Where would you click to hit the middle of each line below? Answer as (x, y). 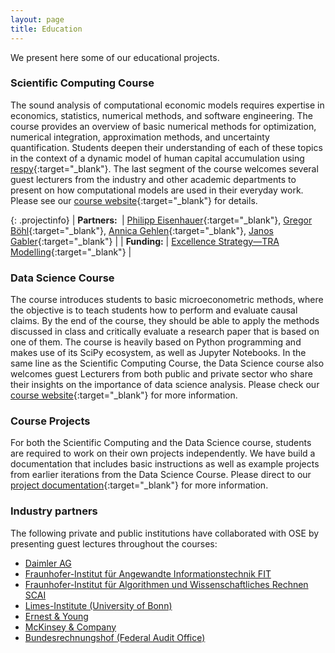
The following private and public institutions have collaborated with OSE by (165, 533)
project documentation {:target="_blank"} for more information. (139, 485)
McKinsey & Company (70, 627)
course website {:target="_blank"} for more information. (124, 395)
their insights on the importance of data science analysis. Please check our (165, 385)
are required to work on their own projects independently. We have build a (163, 453)
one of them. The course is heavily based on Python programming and (156, 342)
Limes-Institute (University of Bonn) (98, 605)
